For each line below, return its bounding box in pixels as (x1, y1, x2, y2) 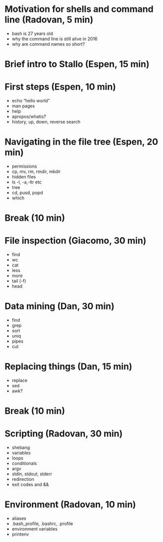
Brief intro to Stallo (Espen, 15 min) (4, 59, 150, 70)
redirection (11, 476, 34, 482)
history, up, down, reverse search (11, 119, 80, 125)
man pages (11, 103, 35, 109)
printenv (11, 531, 29, 538)
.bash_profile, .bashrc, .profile (11, 521, 73, 527)
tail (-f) (11, 278, 26, 284)
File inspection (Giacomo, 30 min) (4, 235, 147, 247)
